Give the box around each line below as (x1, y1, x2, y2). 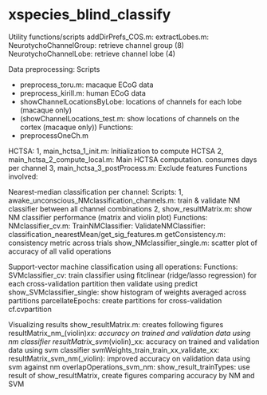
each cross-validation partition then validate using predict (8, 278, 198, 288)
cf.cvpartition (8, 304, 52, 314)
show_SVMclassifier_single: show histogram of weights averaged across (8, 287, 247, 297)
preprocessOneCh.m (19, 130, 89, 140)
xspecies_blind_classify (8, 6, 171, 24)
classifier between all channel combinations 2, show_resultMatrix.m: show (8, 203, 253, 213)
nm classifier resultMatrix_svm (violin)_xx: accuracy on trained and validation (8, 337, 260, 346)
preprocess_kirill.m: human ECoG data (19, 88, 146, 97)
